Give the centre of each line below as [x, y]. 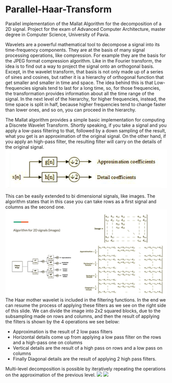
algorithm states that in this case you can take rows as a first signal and [81, 201]
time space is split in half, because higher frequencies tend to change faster [86, 104]
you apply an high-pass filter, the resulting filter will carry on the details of [83, 142]
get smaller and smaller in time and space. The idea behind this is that [79, 83]
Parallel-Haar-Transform [59, 9]
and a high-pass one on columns [47, 342]
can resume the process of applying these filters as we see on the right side [86, 306]
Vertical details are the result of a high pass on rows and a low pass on [88, 348]
